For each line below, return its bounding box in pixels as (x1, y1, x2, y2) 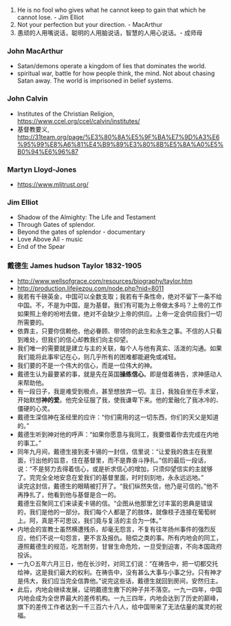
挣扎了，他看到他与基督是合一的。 (23, 491, 120, 499)
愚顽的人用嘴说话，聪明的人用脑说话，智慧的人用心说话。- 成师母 (16, 29, 203, 37)
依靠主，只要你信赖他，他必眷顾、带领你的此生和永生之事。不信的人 (16, 327, 210, 335)
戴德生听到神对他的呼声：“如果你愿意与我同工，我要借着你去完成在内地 (16, 430, 219, 438)
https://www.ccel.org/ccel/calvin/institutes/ (16, 117, 140, 125)
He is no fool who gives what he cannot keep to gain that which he (16, 6, 206, 14)
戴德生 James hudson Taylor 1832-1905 (7, 261, 142, 271)
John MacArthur (7, 46, 63, 56)
